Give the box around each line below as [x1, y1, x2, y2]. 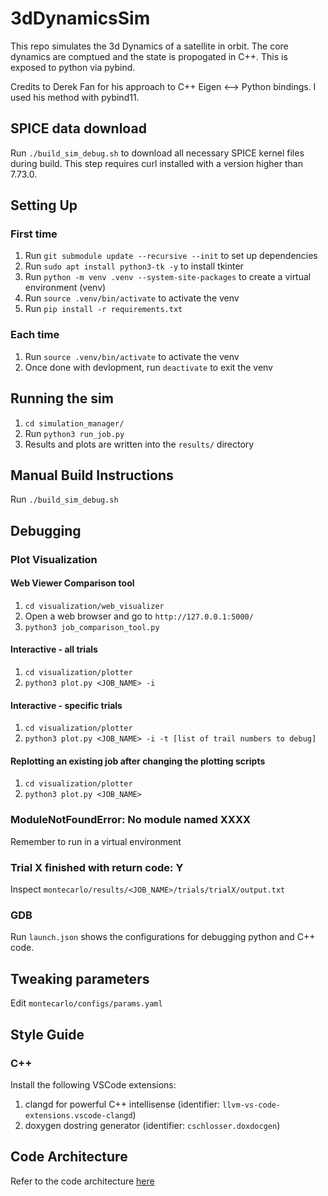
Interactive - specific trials [10, 699, 123, 711]
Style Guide [10, 1026, 85, 1043]
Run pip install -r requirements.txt [24, 303, 183, 315]
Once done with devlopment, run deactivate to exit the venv [24, 361, 273, 373]
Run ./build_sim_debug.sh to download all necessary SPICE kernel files [10, 147, 305, 159]
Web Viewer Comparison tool [10, 577, 135, 589]
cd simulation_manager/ [24, 418, 125, 429]
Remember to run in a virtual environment [10, 835, 182, 847]
